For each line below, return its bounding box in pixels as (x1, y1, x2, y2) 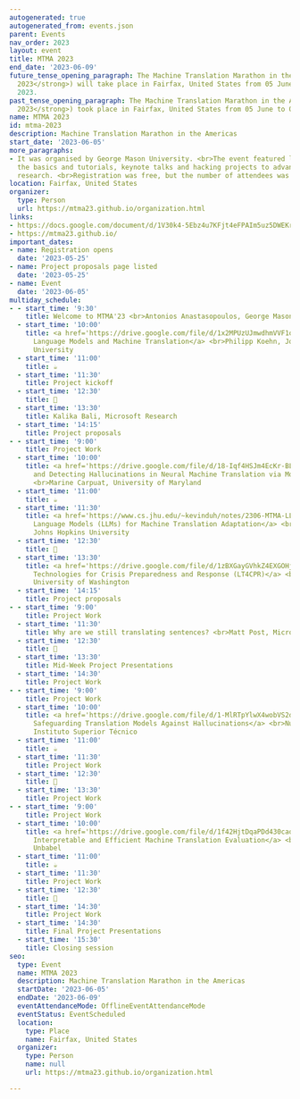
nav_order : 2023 (9, 38, 70, 47)
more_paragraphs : (9, 146, 74, 155)
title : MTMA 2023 (9, 55, 74, 63)
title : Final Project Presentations (25, 927, 162, 936)
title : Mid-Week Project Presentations (25, 661, 174, 670)
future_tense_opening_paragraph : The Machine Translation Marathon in (9, 71, 278, 80)
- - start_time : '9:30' (9, 304, 98, 313)
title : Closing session (25, 944, 114, 952)
